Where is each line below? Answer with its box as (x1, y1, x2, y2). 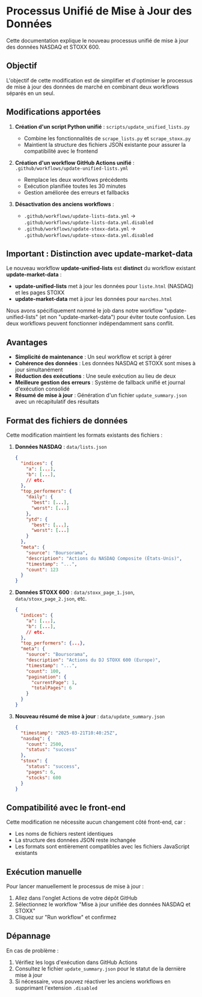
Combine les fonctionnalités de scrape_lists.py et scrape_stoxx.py (23, 134, 191, 142)
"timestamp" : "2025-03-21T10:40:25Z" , (20, 730, 118, 736)
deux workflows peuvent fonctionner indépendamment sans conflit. (6, 320, 174, 327)
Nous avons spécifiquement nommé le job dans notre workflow (6, 307, 164, 314)
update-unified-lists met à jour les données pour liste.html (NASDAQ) (14, 283, 194, 290)
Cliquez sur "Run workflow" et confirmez (14, 913, 117, 921)
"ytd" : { (26, 516, 48, 522)
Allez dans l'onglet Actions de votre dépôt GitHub (14, 895, 138, 901)
